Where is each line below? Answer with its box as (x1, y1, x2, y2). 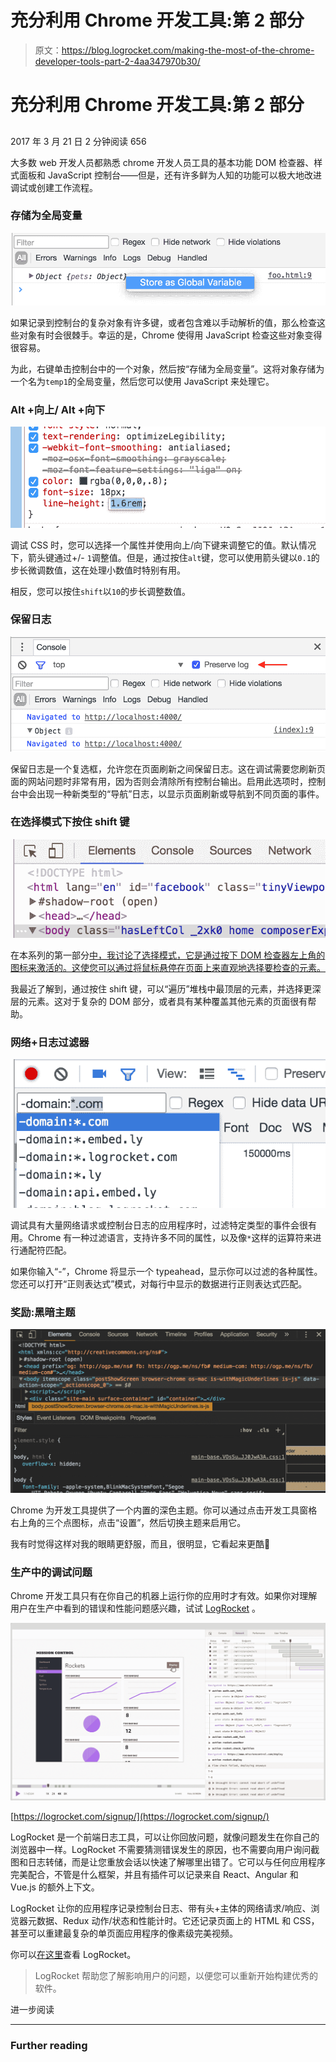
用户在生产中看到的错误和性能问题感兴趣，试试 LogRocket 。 (10, 1602, 262, 1615)
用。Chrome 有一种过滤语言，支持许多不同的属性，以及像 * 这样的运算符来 (10, 1231, 313, 1243)
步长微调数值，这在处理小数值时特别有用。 (10, 564, 186, 576)
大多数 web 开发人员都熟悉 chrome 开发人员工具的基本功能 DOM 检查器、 (10, 156, 315, 168)
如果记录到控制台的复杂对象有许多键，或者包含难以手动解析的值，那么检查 (10, 317, 317, 329)
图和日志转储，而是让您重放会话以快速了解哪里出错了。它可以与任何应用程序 (10, 1856, 326, 1868)
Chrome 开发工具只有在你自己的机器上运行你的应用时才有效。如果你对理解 (10, 1590, 318, 1602)
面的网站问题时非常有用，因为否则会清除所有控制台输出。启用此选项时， (10, 775, 308, 787)
